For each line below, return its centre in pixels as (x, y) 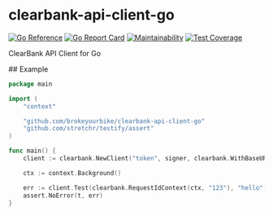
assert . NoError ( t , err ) (63, 195)
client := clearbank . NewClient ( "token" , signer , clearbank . (127, 159)
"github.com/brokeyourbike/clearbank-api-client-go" (114, 121)
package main (30, 84)
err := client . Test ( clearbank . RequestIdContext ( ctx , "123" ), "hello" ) (145, 188)
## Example (28, 69)
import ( (23, 99)
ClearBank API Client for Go (55, 53)
